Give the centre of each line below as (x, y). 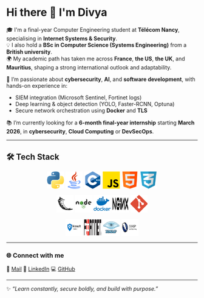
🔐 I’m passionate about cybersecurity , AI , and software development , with (101, 79)
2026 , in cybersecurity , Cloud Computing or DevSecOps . (80, 131)
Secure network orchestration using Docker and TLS (81, 110)
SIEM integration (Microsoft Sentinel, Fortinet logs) (78, 98)
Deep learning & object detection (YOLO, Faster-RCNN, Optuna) (95, 104)
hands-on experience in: (37, 85)
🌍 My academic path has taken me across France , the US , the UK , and (96, 59)
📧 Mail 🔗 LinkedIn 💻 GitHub (41, 269)
